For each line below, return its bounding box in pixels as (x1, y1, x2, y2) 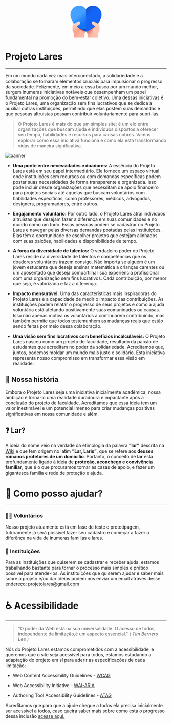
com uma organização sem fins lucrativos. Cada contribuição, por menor (12, 275, 167, 281)
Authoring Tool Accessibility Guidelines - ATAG (12, 692, 112, 698)
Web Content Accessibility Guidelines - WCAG (12, 673, 111, 679)
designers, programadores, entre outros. (12, 201, 99, 207)
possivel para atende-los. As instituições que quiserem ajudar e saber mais (5, 570, 164, 576)
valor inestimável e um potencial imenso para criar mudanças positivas (5, 405, 155, 411)
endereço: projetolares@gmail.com (5, 581, 79, 588)
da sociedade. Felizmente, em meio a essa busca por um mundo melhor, (5, 83, 159, 90)
